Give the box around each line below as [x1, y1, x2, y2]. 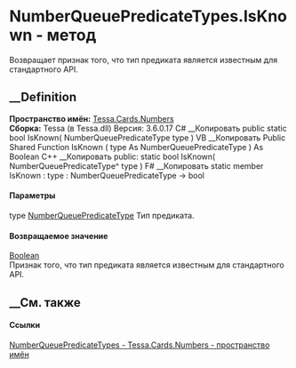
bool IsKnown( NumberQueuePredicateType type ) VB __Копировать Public [9, 132, 286, 143]
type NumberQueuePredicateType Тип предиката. [9, 210, 195, 220]
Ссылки [9, 320, 41, 331]
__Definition [9, 90, 77, 105]
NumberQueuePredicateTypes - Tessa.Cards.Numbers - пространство [9, 340, 270, 350]
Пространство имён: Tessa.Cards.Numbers [9, 113, 175, 124]
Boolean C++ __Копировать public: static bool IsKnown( [9, 151, 216, 162]
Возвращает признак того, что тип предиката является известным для [9, 54, 278, 65]
